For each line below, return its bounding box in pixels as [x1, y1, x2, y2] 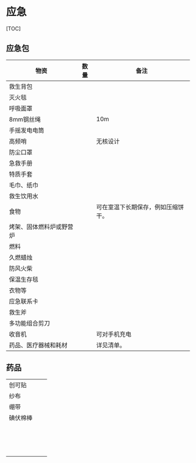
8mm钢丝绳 [9, 115, 41, 123]
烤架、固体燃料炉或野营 [9, 223, 74, 231]
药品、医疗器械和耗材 [9, 341, 68, 349]
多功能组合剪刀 [9, 319, 51, 327]
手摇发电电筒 [9, 126, 45, 134]
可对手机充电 [96, 330, 132, 338]
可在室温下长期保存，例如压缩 [96, 203, 178, 211]
